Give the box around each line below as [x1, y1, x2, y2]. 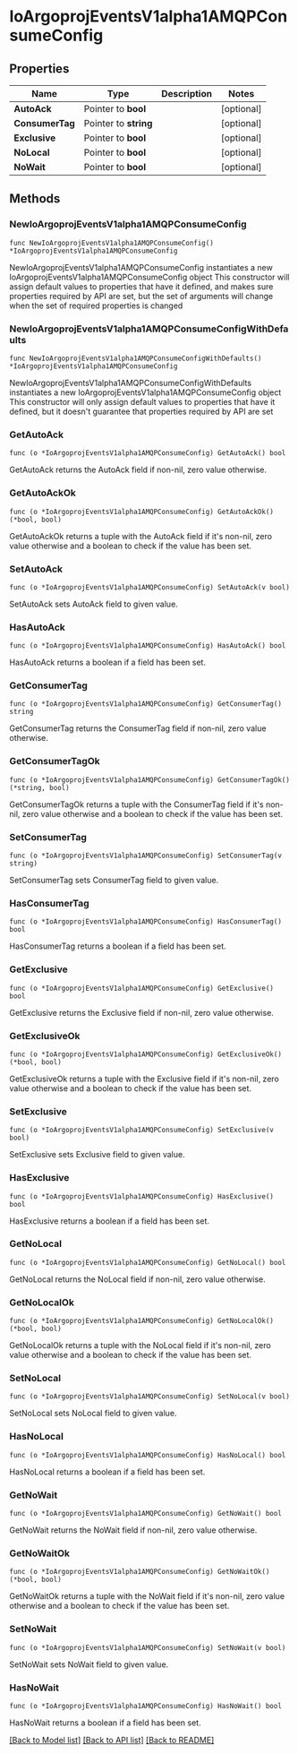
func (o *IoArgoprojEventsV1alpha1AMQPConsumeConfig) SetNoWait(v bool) [9, 1643, 286, 1652]
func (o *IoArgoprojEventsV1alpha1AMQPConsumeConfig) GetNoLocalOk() [9, 1317, 275, 1326]
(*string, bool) [9, 783, 70, 792]
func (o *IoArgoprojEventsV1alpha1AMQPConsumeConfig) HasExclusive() [9, 1191, 275, 1201]
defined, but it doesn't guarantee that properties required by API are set [9, 406, 274, 417]
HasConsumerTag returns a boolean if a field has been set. [9, 941, 226, 951]
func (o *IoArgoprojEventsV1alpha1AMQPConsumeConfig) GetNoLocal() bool [9, 1258, 286, 1267]
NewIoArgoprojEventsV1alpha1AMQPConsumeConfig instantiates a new [9, 262, 273, 272]
